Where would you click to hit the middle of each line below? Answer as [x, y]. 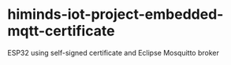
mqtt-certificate [61, 31]
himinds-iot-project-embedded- [115, 14]
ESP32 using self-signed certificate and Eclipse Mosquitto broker [114, 52]
